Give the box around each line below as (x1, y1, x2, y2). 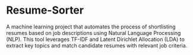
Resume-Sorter (6, 4, 84, 17)
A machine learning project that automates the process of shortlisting (6, 23, 176, 30)
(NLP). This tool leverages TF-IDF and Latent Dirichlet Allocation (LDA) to (6, 35, 185, 43)
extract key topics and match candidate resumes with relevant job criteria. (6, 42, 188, 49)
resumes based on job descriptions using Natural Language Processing (6, 29, 181, 36)
